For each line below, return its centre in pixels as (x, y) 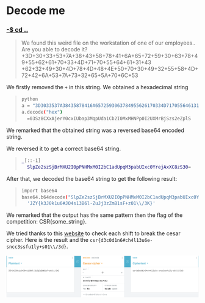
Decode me (36, 11)
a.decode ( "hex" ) (42, 112)
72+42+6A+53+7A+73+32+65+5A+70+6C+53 (80, 75)
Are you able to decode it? (54, 49)
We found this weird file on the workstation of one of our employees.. (108, 43)
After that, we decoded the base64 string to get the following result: (92, 178)
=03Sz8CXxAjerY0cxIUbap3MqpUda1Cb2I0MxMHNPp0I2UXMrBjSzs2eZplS (109, 119)
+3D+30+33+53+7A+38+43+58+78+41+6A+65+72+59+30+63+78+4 (110, 56)
